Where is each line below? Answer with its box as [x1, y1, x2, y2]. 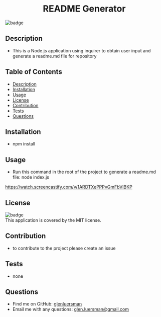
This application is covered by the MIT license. [5, 217, 101, 223]
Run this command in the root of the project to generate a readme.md [12, 169, 156, 175]
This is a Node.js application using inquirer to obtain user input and [12, 47, 151, 53]
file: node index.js [12, 174, 49, 180]
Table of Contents [5, 67, 63, 76]
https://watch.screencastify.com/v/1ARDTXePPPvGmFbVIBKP [5, 184, 133, 190]
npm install [12, 141, 36, 147]
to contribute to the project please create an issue [12, 245, 116, 251]
